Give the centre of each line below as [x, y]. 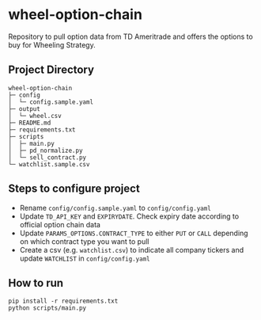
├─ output [25, 109]
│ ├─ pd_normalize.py [45, 150]
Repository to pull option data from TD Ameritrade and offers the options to [130, 36]
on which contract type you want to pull [84, 241]
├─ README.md [30, 123]
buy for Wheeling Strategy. [52, 44]
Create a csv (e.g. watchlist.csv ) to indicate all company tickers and [132, 250]
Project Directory [51, 70]
